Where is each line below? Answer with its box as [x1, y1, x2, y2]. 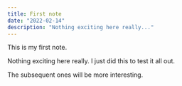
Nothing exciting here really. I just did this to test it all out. [7, 57, 176, 65]
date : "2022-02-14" [7, 17, 65, 24]
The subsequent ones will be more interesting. [7, 70, 144, 79]
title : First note [7, 10, 62, 18]
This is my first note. [7, 43, 68, 52]
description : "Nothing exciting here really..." [7, 23, 154, 31]
